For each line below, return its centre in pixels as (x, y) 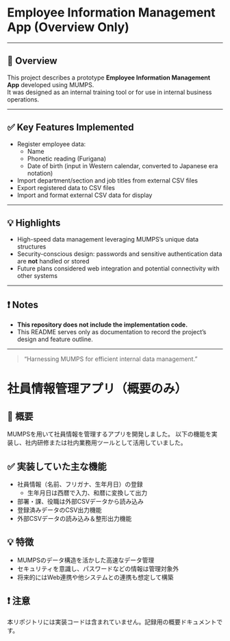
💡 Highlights (34, 223)
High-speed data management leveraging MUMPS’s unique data (108, 240)
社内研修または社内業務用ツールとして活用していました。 (106, 443)
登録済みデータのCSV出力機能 (59, 510)
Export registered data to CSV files (66, 187)
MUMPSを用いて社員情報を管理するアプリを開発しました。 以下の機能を (110, 434)
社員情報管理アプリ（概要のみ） (97, 389)
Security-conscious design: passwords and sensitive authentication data (119, 254)
